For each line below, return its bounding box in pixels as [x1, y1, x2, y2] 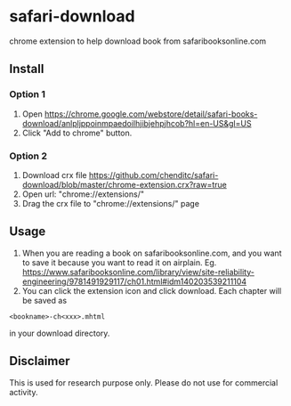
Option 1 [9, 88, 46, 101]
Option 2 [9, 150, 47, 162]
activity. [9, 386, 38, 397]
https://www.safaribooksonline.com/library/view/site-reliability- [21, 266, 255, 277]
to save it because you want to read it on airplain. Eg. [21, 256, 217, 268]
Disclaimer [9, 353, 70, 369]
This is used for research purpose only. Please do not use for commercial [9, 377, 279, 388]
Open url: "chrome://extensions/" [21, 189, 145, 199]
